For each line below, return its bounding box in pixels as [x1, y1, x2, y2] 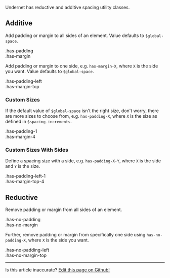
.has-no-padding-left [5, 247, 50, 253]
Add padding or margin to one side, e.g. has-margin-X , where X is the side [5, 63, 158, 69]
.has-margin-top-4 [5, 179, 45, 185]
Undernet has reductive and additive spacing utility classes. [5, 5, 130, 10]
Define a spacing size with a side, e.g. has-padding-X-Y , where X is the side [5, 158, 161, 164]
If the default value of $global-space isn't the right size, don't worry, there [5, 108, 159, 114]
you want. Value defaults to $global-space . [5, 68, 95, 74]
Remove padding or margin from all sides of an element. [5, 206, 122, 213]
